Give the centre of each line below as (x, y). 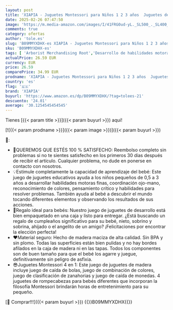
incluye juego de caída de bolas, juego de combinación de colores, (84, 270)
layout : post (19, 10)
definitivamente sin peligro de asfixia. (53, 259)
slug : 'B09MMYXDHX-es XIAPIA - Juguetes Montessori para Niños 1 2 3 (82, 44)
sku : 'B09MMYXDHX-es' (29, 48)
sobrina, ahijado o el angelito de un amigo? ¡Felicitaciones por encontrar (89, 227)
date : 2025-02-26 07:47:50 (34, 20)
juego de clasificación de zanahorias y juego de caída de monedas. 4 (86, 276)
